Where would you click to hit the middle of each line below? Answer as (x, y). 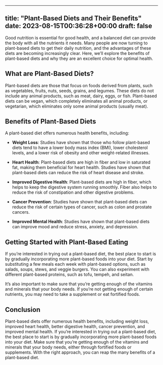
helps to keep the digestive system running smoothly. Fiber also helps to (84, 187)
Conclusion (23, 310)
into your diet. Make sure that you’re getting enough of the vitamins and (77, 342)
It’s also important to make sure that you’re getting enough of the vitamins (79, 284)
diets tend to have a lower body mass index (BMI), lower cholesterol (80, 148)
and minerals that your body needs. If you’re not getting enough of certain (79, 289)
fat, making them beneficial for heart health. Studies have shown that (81, 167)
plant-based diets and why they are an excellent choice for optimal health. (79, 58)
